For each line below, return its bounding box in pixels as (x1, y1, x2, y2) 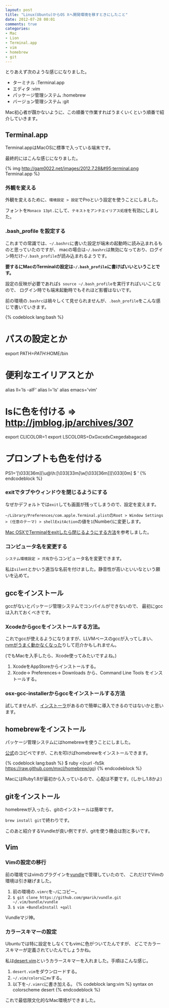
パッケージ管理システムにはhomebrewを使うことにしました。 (5, 739, 134, 745)
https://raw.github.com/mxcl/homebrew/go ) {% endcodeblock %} (5, 765, 142, 772)
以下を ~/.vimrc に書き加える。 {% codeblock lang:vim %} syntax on (12, 981, 153, 987)
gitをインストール (5, 792, 61, 801)
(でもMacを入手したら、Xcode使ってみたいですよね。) (5, 653, 117, 659)
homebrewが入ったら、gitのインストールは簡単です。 (5, 806, 116, 812)
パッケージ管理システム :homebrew (12, 92, 86, 99)
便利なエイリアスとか (5, 369, 94, 381)
